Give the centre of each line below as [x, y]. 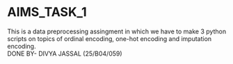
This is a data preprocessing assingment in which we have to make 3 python [117, 31]
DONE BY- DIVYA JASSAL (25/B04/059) [65, 54]
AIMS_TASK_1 [47, 12]
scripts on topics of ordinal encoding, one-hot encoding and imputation [110, 38]
